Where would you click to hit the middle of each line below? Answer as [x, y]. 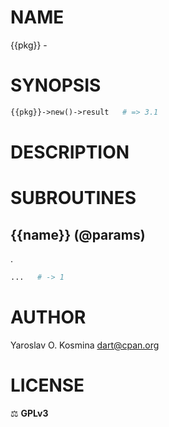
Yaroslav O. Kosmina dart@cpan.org [85, 345]
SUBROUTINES [73, 198]
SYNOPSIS [56, 85]
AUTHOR [48, 317]
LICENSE [47, 385]
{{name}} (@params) [78, 234]
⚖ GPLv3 [29, 413]
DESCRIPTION [70, 152]
